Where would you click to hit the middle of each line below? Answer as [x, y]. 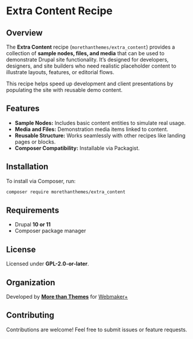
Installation [27, 167]
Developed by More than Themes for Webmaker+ [67, 296]
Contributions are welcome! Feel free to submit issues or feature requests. [97, 330]
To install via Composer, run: [41, 181]
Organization [30, 282]
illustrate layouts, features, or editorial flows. [60, 72]
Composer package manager [50, 231]
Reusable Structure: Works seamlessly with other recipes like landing [100, 135]
